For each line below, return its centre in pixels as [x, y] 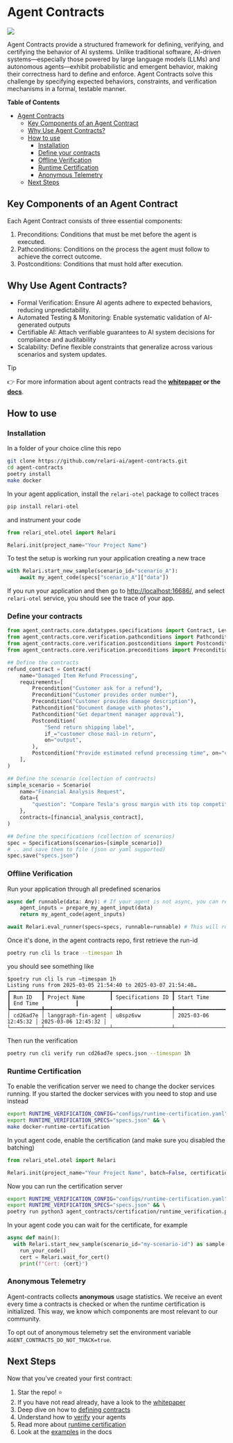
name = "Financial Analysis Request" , [73, 791]
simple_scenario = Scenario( [49, 785]
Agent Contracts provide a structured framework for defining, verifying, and [115, 44]
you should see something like [51, 966]
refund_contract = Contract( [49, 669]
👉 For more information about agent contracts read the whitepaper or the [114, 381]
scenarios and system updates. [62, 354]
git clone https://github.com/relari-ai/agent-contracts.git [97, 461]
